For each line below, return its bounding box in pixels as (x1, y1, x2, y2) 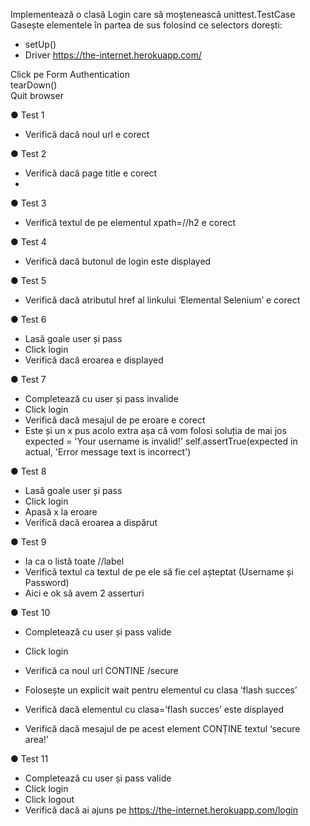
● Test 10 (10, 607, 51, 618)
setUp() (24, 39, 57, 50)
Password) (24, 577, 70, 588)
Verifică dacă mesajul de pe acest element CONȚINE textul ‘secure (24, 723, 301, 734)
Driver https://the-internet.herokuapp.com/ (24, 49, 203, 61)
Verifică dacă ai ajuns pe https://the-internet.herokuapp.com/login (24, 804, 298, 816)
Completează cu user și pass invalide (24, 393, 179, 404)
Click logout (24, 794, 75, 805)
